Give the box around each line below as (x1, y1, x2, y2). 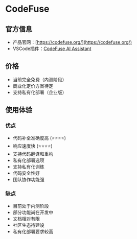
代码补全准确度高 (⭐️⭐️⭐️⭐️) (12, 135, 66, 141)
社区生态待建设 (12, 222, 44, 228)
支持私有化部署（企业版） (12, 89, 67, 95)
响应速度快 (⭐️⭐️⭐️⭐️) (12, 142, 53, 149)
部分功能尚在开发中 (12, 209, 54, 215)
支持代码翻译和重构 (12, 151, 54, 157)
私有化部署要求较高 (12, 228, 54, 234)
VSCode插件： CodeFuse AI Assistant (12, 45, 92, 52)
